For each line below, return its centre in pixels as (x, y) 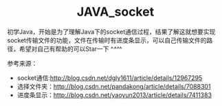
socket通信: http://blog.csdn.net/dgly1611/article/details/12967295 (110, 78)
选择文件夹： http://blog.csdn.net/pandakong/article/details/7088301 (114, 86)
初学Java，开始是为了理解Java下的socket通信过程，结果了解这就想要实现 (111, 31)
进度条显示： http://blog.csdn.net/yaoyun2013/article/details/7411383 (114, 95)
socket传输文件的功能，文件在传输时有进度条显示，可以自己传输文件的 (107, 40)
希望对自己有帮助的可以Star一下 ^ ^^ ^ (70, 49)
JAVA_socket (115, 12)
